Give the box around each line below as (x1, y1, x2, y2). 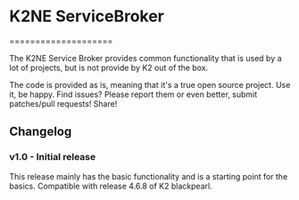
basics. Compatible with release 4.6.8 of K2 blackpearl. (9, 180, 212, 191)
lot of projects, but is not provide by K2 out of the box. (9, 62, 209, 73)
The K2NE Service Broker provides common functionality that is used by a (9, 52, 283, 63)
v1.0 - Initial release (9, 151, 96, 164)
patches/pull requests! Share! (9, 98, 118, 108)
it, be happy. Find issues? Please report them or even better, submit (9, 89, 257, 100)
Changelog (9, 124, 72, 140)
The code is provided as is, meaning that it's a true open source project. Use (9, 79, 291, 90)
